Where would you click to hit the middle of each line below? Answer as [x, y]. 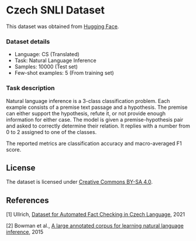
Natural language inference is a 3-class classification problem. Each [88, 101]
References [27, 200]
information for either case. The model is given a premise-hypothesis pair [94, 119]
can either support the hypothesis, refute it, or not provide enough [86, 113]
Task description [30, 88]
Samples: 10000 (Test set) [46, 67]
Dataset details [28, 42]
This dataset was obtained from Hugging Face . [63, 26]
